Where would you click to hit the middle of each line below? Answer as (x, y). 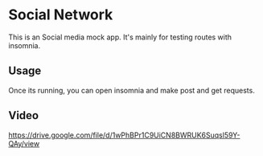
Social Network (61, 15)
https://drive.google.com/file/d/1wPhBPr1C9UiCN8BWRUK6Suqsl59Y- (124, 135)
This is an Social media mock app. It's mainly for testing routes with (120, 37)
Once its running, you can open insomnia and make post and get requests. (131, 90)
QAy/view (24, 143)
